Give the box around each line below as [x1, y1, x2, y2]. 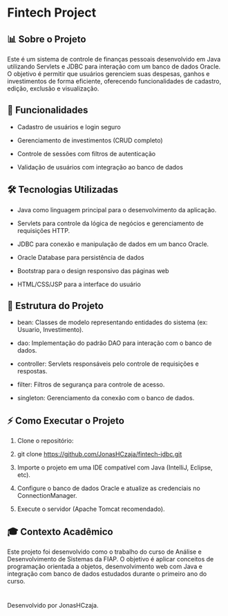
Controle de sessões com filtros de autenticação [17, 149, 156, 158]
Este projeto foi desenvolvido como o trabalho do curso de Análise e [7, 548, 202, 556]
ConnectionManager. [17, 492, 77, 500]
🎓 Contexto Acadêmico [7, 525, 113, 537]
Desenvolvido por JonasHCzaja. [7, 601, 99, 610]
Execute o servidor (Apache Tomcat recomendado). [17, 505, 165, 513]
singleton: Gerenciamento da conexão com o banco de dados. [17, 394, 195, 402]
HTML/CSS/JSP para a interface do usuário [17, 280, 142, 288]
